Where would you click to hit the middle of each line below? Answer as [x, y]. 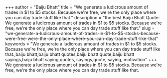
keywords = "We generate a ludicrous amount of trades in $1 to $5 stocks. [82, 44]
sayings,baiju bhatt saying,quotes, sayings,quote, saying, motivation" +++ [81, 59]
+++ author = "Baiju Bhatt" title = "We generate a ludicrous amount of [77, 7]
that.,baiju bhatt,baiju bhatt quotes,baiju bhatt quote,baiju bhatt [70, 54]
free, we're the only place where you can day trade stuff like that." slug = [80, 28]
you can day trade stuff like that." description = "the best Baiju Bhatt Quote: [83, 18]
